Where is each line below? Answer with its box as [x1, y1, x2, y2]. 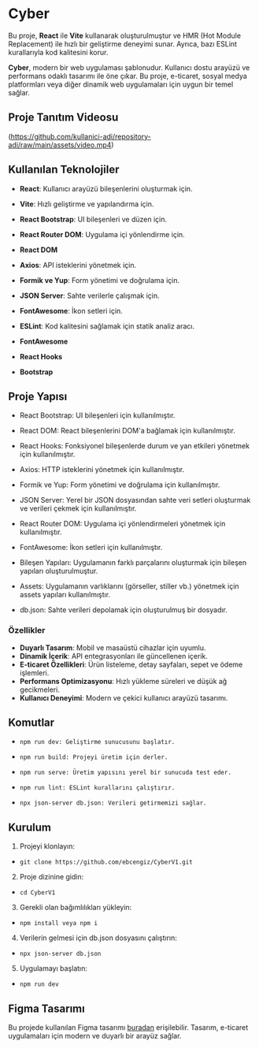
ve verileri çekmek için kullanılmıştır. [19, 504, 137, 513]
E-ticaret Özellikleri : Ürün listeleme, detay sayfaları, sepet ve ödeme [19, 660, 243, 669]
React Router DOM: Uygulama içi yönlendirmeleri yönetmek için [19, 519, 226, 529]
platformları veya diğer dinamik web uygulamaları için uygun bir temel [8, 80, 234, 89]
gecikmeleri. [19, 685, 61, 694]
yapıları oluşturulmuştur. [19, 567, 98, 576]
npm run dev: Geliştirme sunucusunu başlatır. [19, 738, 176, 746]
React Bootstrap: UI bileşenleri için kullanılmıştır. [19, 411, 176, 420]
